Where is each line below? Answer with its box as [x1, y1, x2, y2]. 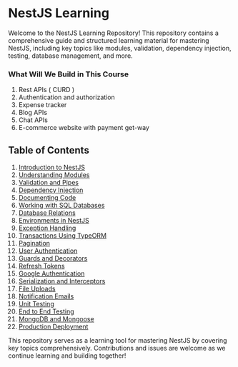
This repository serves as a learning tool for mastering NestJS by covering [8, 336, 227, 345]
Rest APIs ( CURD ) [18, 86, 75, 94]
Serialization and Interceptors [18, 277, 106, 286]
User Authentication [18, 246, 78, 255]
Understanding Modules [18, 171, 90, 179]
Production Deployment [18, 323, 89, 331]
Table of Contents [8, 144, 90, 156]
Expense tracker [18, 101, 67, 109]
